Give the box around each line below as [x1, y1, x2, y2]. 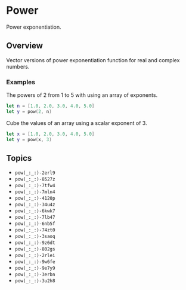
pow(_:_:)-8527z [14, 176, 55, 182]
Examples [6, 78, 36, 86]
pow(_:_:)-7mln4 [14, 189, 55, 195]
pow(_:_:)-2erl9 [14, 170, 55, 176]
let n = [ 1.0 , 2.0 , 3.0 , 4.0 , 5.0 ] [6, 103, 95, 109]
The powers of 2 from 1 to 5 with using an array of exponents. [6, 91, 158, 99]
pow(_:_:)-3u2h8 [14, 278, 55, 284]
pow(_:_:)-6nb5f [14, 221, 55, 227]
